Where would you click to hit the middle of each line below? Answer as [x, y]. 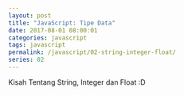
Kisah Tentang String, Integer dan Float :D [77, 82]
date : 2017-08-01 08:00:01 [53, 30]
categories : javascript [48, 38]
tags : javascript [37, 45]
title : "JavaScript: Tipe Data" [62, 23]
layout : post [30, 15]
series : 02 [26, 60]
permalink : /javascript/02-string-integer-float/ [92, 52]
